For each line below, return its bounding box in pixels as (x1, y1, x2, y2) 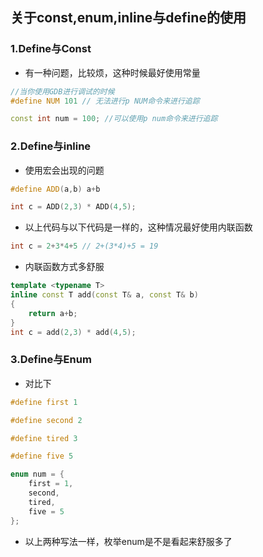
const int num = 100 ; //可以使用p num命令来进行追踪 (10, 114, 218, 124)
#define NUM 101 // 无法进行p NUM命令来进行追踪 (10, 96, 200, 106)
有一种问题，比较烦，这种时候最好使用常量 (24, 66, 201, 78)
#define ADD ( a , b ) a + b (10, 184, 101, 194)
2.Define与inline (10, 139, 92, 153)
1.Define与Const (10, 42, 92, 56)
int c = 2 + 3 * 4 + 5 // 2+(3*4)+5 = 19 (10, 241, 159, 252)
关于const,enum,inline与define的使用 (10, 9, 247, 27)
